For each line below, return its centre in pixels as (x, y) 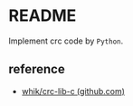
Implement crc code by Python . (66, 41)
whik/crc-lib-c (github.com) (73, 91)
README (43, 16)
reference (37, 69)
